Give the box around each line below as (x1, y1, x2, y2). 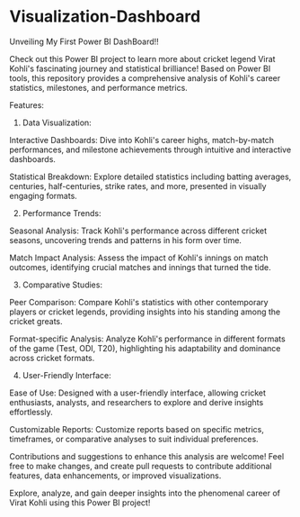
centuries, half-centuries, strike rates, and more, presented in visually (9, 180, 267, 191)
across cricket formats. (9, 352, 95, 363)
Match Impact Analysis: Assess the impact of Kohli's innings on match (9, 252, 269, 263)
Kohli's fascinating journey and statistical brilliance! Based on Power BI (9, 63, 271, 74)
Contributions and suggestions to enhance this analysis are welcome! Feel (9, 450, 285, 461)
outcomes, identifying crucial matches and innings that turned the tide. (9, 261, 271, 272)
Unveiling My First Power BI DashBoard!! (9, 36, 159, 47)
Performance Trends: (22, 207, 101, 218)
